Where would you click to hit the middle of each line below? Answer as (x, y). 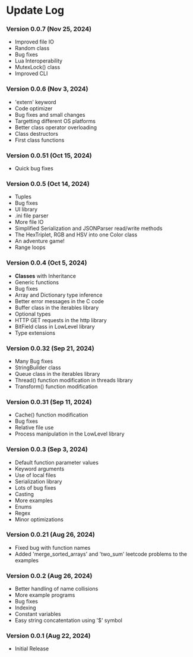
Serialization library (38, 481)
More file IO (29, 222)
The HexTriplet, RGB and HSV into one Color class (76, 235)
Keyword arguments (39, 469)
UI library (26, 210)
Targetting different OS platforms (55, 121)
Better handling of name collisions (56, 589)
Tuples (23, 197)
